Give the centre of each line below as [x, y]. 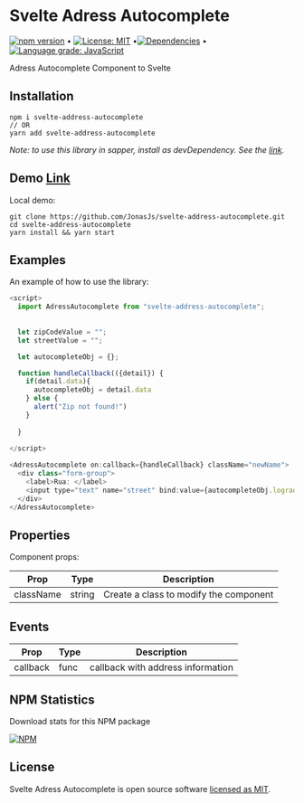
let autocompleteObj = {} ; [68, 357]
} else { [42, 399]
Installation [42, 96]
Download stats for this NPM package [80, 721]
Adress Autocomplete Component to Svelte [90, 68]
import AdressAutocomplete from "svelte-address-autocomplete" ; [141, 307]
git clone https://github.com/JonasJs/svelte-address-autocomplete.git [147, 217]
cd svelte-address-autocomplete [70, 224]
